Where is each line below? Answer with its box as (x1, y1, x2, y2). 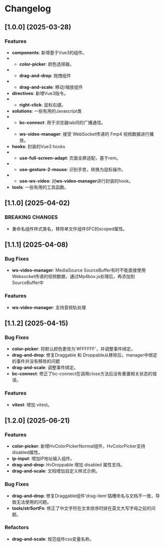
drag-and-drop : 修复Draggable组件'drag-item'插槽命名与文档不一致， (11, 493, 156, 499)
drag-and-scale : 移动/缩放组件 (19, 84, 83, 90)
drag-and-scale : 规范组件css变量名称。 (11, 536, 94, 542)
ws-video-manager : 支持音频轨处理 (11, 304, 86, 310)
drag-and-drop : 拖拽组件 (19, 73, 72, 79)
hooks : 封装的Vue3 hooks (11, 143, 66, 149)
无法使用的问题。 (16, 499, 52, 505)
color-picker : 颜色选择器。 (19, 61, 75, 67)
